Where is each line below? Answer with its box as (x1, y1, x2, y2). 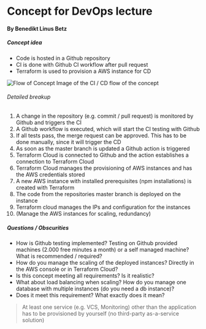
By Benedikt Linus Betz (7, 25, 67, 32)
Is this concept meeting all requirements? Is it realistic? (15, 271, 155, 279)
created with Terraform (15, 184, 75, 191)
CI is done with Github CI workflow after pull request (15, 61, 148, 68)
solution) (21, 316, 45, 323)
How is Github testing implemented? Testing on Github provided (15, 239, 178, 246)
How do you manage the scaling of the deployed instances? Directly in (15, 259, 194, 266)
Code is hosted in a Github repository (15, 54, 111, 62)
